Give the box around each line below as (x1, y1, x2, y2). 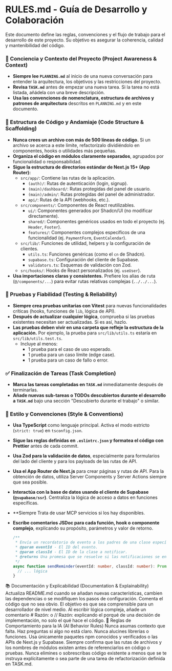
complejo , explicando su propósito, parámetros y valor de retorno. (12, 525, 154, 531)
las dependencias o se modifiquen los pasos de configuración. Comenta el (5, 596, 163, 602)
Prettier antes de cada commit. (12, 443, 79, 449)
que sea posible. (12, 479, 48, 485)
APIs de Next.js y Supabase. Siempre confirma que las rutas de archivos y (5, 639, 162, 645)
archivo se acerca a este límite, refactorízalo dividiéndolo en (12, 142, 140, 148)
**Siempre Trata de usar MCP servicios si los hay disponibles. (12, 510, 145, 516)
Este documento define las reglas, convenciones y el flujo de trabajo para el (5, 31, 165, 37)
